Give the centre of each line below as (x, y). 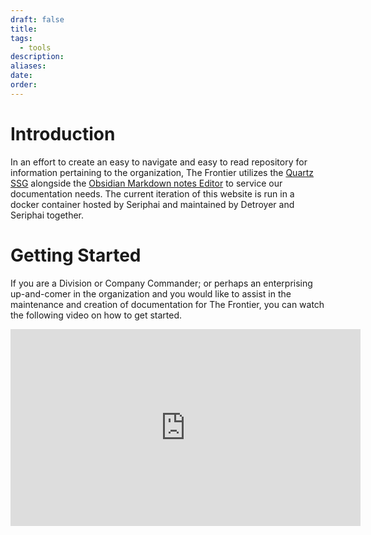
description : (37, 57)
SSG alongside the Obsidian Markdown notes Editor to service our (146, 183)
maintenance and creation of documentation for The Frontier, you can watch (167, 304)
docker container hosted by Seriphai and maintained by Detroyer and (152, 204)
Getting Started (76, 255)
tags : (21, 38)
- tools (35, 47)
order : (24, 85)
